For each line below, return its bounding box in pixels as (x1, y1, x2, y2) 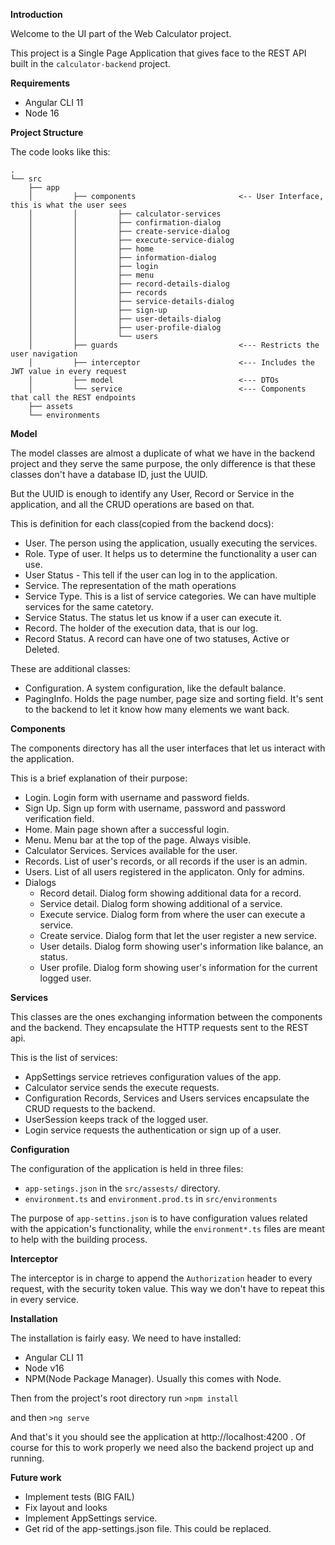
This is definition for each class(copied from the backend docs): (10, 518, 275, 529)
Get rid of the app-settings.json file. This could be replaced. (24, 1523, 272, 1534)
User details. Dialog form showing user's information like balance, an (39, 940, 324, 952)
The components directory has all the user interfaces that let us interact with (10, 742, 326, 754)
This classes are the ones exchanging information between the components (10, 1011, 323, 1023)
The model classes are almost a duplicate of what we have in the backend (10, 447, 316, 459)
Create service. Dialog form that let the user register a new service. (39, 930, 318, 941)
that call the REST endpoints (10, 393, 137, 403)
